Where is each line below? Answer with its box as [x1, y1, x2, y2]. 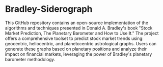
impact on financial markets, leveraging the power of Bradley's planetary [5, 51, 152, 57]
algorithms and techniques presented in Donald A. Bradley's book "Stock [5, 25, 153, 31]
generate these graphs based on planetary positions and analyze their [5, 46, 147, 52]
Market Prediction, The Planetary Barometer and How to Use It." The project [5, 30, 159, 36]
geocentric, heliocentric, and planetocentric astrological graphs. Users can [5, 40, 157, 46]
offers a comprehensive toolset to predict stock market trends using [5, 35, 143, 41]
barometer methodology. [5, 56, 55, 62]
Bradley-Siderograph [5, 3, 93, 15]
